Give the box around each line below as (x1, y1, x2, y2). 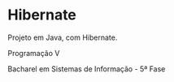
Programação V (7, 48, 60, 58)
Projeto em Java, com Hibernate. (7, 32, 118, 42)
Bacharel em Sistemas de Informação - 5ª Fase (7, 63, 166, 74)
